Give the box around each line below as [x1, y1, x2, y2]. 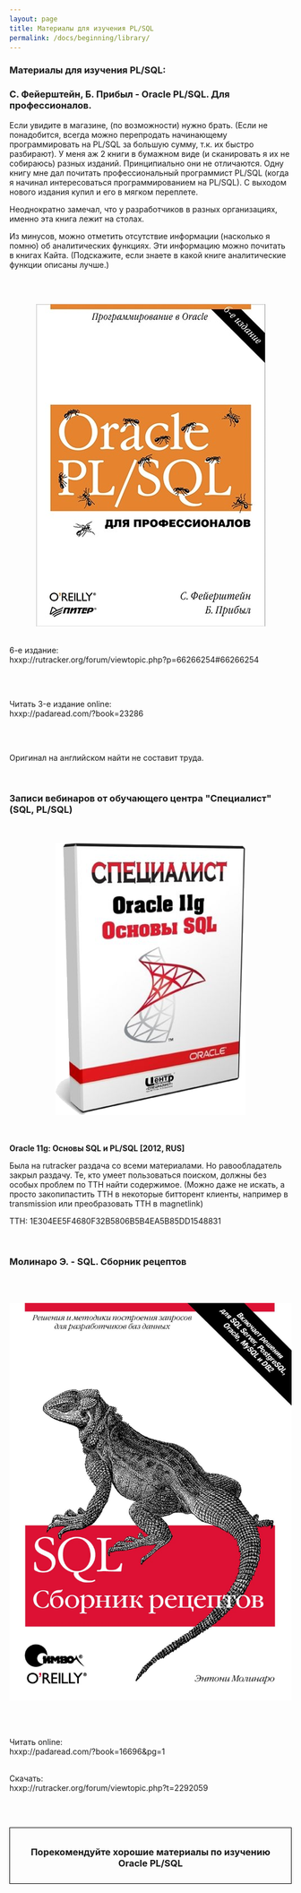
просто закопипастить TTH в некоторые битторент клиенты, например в [9, 1189, 288, 1199]
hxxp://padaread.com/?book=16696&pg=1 [9, 1746, 166, 1757]
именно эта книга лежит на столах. [9, 213, 145, 224]
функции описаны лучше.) [9, 259, 109, 270]
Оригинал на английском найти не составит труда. [9, 752, 204, 763]
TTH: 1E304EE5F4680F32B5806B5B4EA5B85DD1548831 [9, 1215, 221, 1226]
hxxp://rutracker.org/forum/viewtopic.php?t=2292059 [9, 1783, 209, 1794]
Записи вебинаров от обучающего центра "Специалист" [9, 791, 272, 804]
